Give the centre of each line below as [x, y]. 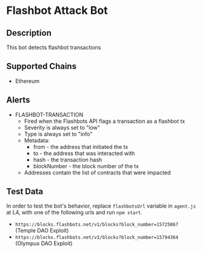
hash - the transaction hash [68, 159]
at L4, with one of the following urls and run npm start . [74, 212]
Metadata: [37, 140]
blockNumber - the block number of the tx [86, 166]
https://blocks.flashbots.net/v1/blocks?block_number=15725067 [97, 225]
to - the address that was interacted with [84, 153]
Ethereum [27, 81]
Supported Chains [42, 66]
